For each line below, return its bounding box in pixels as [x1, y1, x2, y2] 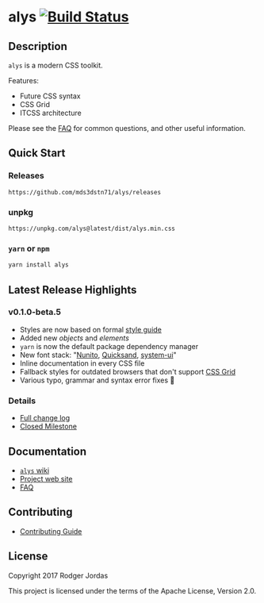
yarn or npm [8, 243, 50, 254]
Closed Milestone [19, 421, 78, 432]
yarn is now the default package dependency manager [19, 341, 199, 351]
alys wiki [19, 465, 50, 475]
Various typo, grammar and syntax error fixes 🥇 [19, 375, 175, 385]
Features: [8, 76, 40, 85]
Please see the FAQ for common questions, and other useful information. [8, 124, 246, 133]
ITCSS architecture [19, 108, 82, 117]
